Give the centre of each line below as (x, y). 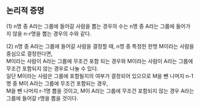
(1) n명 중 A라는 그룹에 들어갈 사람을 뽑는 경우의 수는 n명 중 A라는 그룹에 (90, 26)
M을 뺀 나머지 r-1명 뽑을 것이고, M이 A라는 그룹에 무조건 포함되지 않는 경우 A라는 (100, 90)
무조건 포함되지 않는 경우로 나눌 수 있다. (52, 68)
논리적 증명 (25, 11)
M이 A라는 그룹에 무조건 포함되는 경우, (64, 83)
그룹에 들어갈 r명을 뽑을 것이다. (42, 98)
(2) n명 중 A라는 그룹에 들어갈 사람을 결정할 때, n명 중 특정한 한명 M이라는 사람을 (100, 46)
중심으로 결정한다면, (29, 53)
